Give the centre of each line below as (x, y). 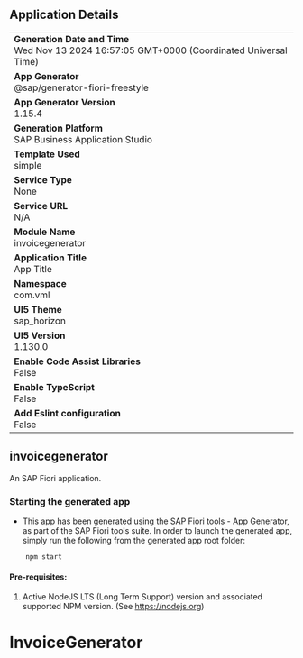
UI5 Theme (38, 309)
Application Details (64, 15)
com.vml (32, 295)
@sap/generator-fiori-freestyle (81, 87)
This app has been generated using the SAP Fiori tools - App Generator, (156, 521)
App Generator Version (64, 102)
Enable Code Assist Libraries (78, 361)
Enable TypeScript (54, 387)
